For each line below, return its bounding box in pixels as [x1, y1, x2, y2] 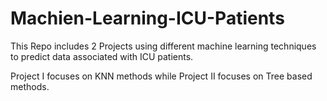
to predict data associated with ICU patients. [10, 50, 194, 62]
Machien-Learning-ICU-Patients [10, 7, 285, 30]
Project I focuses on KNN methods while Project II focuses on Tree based [10, 70, 313, 82]
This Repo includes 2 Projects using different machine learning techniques [10, 40, 317, 52]
